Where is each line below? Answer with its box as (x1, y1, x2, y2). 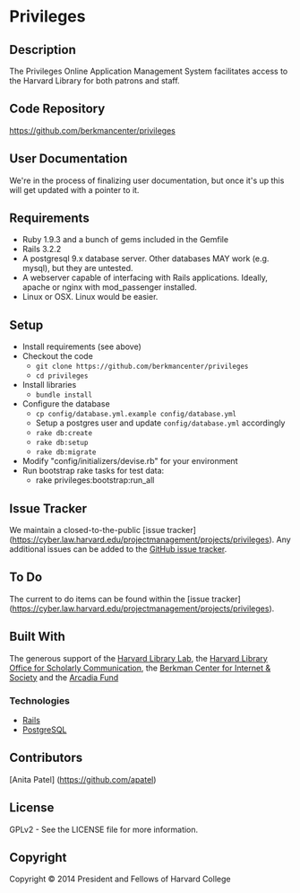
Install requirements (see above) (21, 341, 141, 352)
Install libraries (21, 380, 77, 390)
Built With (9, 629, 65, 644)
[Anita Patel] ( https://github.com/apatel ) (9, 774, 157, 784)
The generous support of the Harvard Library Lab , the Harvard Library (9, 652, 269, 663)
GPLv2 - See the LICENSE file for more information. (9, 824, 199, 835)
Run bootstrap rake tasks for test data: (21, 465, 165, 477)
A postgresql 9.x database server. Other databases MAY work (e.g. (21, 253, 270, 264)
